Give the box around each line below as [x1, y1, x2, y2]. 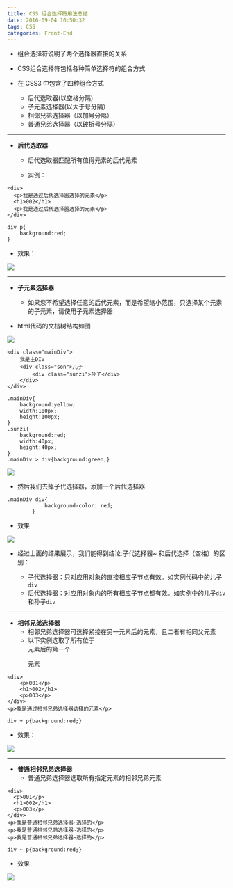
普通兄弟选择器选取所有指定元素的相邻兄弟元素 [27, 774, 162, 782]
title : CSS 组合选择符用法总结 [7, 10, 88, 17]
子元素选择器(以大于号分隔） [27, 102, 110, 111]
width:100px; [19, 408, 58, 415]
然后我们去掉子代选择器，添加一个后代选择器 [17, 482, 146, 491]
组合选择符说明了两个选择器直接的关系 [17, 49, 127, 58]
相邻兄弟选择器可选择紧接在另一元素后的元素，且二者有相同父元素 [27, 628, 216, 636]
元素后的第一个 [27, 645, 71, 653]
